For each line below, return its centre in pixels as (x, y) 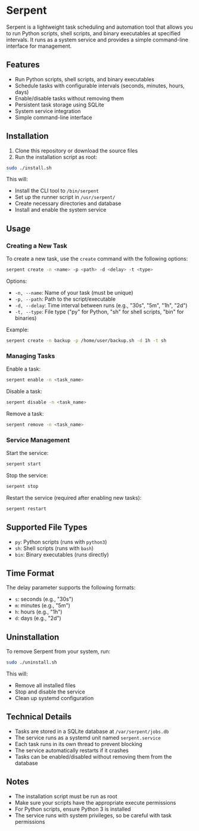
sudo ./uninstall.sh (32, 662)
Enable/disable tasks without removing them (69, 98)
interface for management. (39, 46)
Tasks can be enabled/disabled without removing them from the (93, 756)
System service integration (48, 111)
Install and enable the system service (60, 210)
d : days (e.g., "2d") (38, 618)
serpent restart (26, 509)
